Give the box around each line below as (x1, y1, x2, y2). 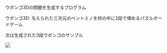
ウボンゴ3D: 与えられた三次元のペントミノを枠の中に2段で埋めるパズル (5, 15, 154, 21)
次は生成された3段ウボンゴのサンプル (5, 32, 83, 38)
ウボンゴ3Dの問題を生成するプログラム (5, 5, 87, 10)
